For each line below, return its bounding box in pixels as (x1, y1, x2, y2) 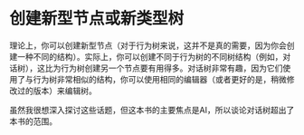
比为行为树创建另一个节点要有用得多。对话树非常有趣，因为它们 (44, 63, 283, 73)
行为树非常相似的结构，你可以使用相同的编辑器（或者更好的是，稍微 (33, 73, 287, 84)
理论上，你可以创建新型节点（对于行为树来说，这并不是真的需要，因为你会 (9, 40, 287, 51)
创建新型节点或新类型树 (9, 8, 185, 29)
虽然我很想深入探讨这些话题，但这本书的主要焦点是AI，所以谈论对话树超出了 (9, 104, 295, 115)
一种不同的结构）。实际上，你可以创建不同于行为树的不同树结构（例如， (16, 51, 283, 62)
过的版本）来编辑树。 (16, 85, 97, 96)
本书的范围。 (9, 115, 57, 127)
